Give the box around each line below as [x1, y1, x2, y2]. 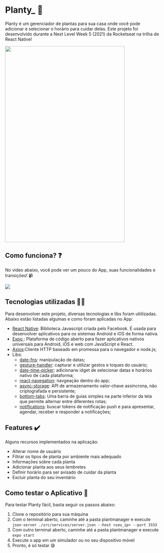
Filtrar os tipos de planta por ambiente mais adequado [12, 453, 121, 460]
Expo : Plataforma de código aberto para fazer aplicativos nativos [12, 336, 144, 342]
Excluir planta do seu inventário [12, 475, 76, 480]
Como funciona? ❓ [5, 251, 62, 260]
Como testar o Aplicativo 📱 [5, 489, 88, 497]
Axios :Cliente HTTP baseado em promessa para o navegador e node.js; [12, 346, 157, 352]
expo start [12, 533, 35, 538]
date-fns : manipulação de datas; [19, 356, 86, 362]
